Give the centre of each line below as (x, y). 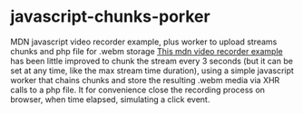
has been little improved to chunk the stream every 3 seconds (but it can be (152, 61)
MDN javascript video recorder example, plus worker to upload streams (144, 42)
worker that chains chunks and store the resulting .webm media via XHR (145, 80)
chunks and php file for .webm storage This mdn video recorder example (147, 51)
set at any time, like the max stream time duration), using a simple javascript (152, 71)
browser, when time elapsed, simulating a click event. (110, 99)
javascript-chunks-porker (111, 17)
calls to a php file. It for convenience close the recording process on (138, 90)
